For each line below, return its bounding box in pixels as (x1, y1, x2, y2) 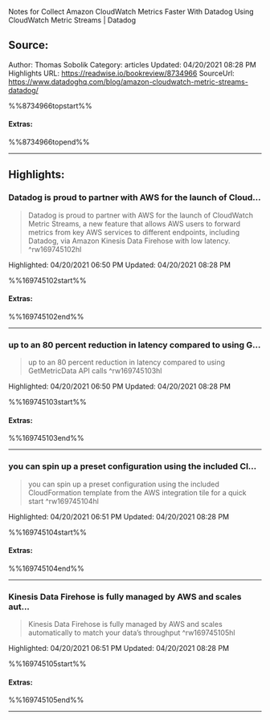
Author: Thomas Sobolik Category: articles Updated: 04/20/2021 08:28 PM (8, 59, 257, 69)
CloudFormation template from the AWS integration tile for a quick (27, 487, 247, 497)
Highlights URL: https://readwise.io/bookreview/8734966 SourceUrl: (8, 68, 235, 78)
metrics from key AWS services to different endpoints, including (27, 227, 240, 237)
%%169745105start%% (8, 659, 87, 669)
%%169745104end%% (8, 563, 84, 573)
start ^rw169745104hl (27, 496, 99, 506)
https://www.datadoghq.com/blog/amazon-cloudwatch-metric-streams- (8, 76, 249, 87)
